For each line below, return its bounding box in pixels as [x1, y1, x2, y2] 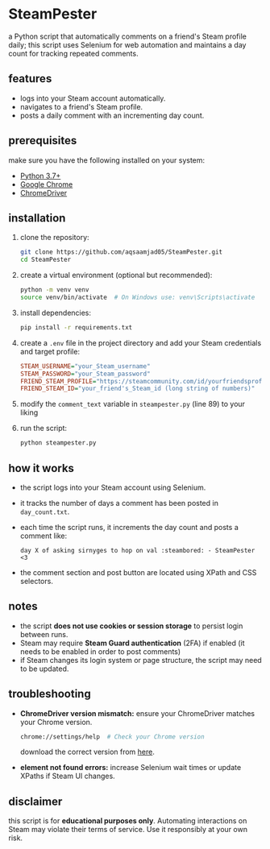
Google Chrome [19, 179, 73, 189]
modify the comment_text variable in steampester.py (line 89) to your [19, 400, 246, 409]
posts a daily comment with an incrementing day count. [19, 110, 205, 120]
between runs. [19, 629, 69, 639]
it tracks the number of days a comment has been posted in [19, 498, 219, 507]
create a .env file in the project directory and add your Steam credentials [19, 338, 262, 347]
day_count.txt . [19, 507, 70, 516]
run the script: [19, 424, 67, 433]
